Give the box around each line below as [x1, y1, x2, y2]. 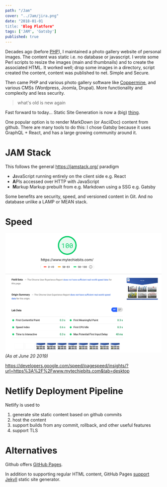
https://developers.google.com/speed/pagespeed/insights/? [5, 363, 129, 369]
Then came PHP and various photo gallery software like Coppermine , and [5, 80, 156, 85]
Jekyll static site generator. [5, 477, 61, 483]
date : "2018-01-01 [5, 18, 43, 23]
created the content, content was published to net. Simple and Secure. [5, 70, 150, 76]
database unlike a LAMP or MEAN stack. [5, 198, 88, 204]
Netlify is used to [5, 402, 40, 408]
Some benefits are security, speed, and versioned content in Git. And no [5, 193, 153, 199]
